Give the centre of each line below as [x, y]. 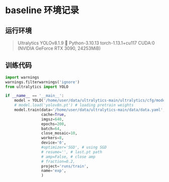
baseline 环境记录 [42, 10]
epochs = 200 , [54, 124]
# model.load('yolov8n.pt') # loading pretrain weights [74, 105]
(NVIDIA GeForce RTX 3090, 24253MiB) [59, 48]
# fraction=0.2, [58, 161]
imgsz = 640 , [53, 119]
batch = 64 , [51, 129]
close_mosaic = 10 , [59, 133]
